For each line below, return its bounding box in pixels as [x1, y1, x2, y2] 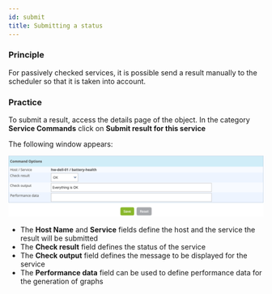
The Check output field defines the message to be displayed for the [19, 251, 248, 261]
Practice [8, 96, 42, 108]
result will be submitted [19, 233, 99, 243]
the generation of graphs [19, 276, 104, 287]
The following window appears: [8, 139, 113, 149]
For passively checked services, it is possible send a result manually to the [8, 67, 257, 77]
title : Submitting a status [8, 21, 104, 30]
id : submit [8, 13, 45, 21]
